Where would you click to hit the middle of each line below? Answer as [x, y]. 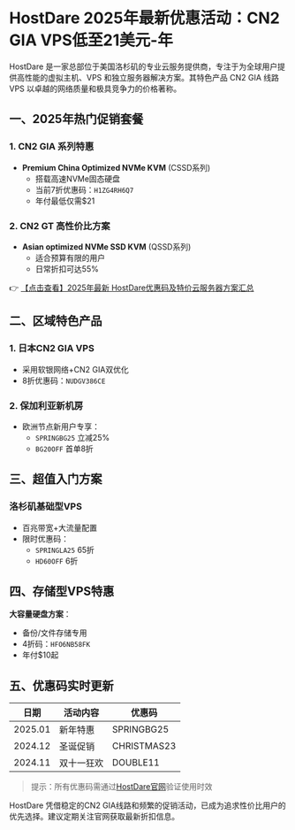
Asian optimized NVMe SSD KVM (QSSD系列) [106, 246]
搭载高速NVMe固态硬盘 [78, 179]
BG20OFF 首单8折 [64, 449]
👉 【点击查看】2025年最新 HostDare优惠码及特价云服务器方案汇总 [132, 288]
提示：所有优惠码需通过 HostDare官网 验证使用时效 [121, 787]
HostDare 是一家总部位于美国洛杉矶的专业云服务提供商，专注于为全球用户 [144, 66]
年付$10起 [40, 655]
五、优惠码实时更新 [61, 685]
